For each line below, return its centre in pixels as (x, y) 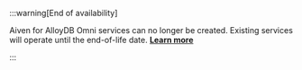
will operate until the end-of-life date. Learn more (101, 40)
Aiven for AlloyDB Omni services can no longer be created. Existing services (151, 30)
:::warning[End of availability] (64, 13)
